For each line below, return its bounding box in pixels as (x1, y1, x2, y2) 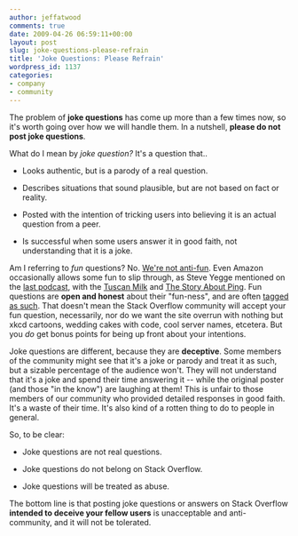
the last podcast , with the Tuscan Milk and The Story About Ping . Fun (9, 281, 263, 292)
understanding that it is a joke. (21, 245, 133, 256)
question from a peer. (21, 219, 101, 229)
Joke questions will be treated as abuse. (21, 481, 170, 492)
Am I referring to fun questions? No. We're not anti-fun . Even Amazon (9, 262, 263, 273)
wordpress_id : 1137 (9, 63, 82, 72)
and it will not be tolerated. (53, 516, 152, 527)
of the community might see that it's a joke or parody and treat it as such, (9, 355, 278, 365)
